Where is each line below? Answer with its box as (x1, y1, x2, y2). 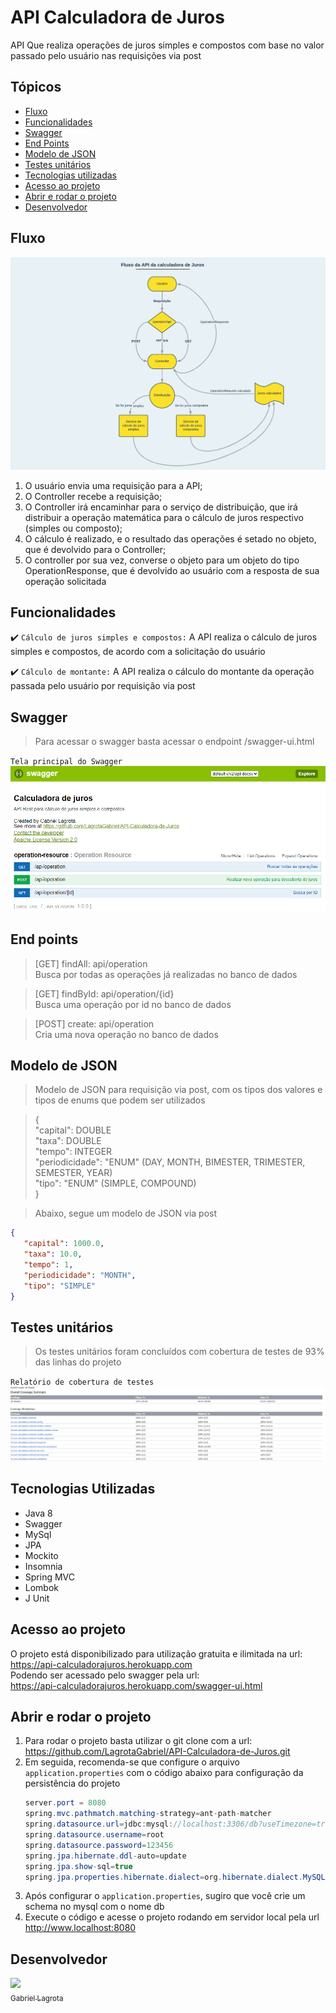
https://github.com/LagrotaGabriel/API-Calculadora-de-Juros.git (24, 1746, 291, 1758)
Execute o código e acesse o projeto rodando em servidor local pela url (24, 1911, 320, 1923)
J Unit (24, 1592, 50, 1604)
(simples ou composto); (24, 522, 123, 534)
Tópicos (10, 79, 62, 96)
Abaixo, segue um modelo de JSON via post (34, 1207, 218, 1220)
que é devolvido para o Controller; (24, 543, 167, 555)
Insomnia (24, 1560, 63, 1572)
